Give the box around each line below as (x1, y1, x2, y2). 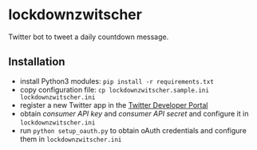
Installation (8, 55, 65, 69)
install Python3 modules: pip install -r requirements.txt (19, 76, 214, 85)
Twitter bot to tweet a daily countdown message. (8, 32, 169, 41)
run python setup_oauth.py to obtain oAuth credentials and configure (19, 125, 247, 135)
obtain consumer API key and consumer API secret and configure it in (19, 109, 249, 118)
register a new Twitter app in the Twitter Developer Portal (19, 100, 208, 109)
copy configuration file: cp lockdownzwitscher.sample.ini (19, 85, 210, 94)
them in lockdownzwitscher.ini (19, 134, 122, 144)
